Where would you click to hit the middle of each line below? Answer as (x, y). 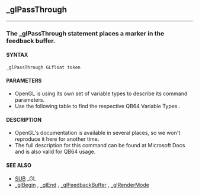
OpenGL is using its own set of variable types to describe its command (101, 93)
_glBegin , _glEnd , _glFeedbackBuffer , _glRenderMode (82, 185)
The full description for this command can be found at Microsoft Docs (100, 145)
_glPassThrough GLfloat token (44, 67)
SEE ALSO (19, 165)
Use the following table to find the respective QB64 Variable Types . (97, 106)
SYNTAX (17, 55)
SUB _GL (25, 178)
